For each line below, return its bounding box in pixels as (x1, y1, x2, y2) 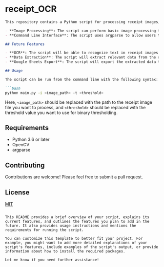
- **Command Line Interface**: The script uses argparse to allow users (5, 33, 156, 38)
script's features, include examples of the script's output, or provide (5, 245, 159, 249)
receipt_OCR (5, 3, 57, 15)
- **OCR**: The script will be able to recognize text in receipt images (5, 50, 159, 56)
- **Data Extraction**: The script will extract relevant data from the (5, 55, 156, 60)
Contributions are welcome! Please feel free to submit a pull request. (5, 174, 143, 180)
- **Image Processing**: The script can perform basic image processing (5, 28, 156, 33)
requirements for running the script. (5, 228, 84, 232)
